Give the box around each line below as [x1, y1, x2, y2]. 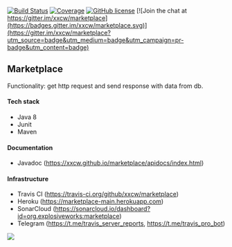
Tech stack [7, 98, 40, 106]
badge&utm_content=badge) [7, 44, 89, 51]
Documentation [7, 143, 53, 152]
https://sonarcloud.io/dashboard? [55, 205, 151, 213]
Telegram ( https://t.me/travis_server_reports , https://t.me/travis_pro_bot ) [17, 219, 226, 228]
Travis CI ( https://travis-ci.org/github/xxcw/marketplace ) [17, 190, 179, 199]
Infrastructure [7, 174, 49, 183]
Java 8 [17, 113, 37, 121]
